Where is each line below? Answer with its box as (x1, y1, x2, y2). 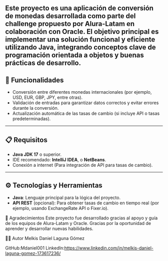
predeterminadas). (12, 116, 51, 122)
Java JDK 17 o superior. (12, 151, 61, 157)
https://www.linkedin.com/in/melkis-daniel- (64, 245, 154, 251)
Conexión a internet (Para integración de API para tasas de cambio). (12, 162, 153, 168)
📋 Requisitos (5, 135, 47, 144)
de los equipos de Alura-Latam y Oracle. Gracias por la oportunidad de (5, 220, 151, 226)
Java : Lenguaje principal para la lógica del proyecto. (12, 194, 121, 200)
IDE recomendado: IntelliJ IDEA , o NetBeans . (12, 157, 106, 163)
